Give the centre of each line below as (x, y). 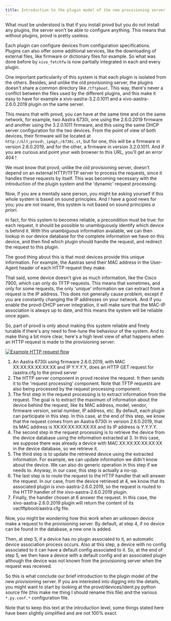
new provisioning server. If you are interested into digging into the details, (83, 581)
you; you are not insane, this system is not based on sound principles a (80, 204)
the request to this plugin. (32, 247)
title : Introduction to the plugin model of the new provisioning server (86, 10)
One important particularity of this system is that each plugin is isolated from (86, 77)
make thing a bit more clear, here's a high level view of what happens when (84, 336)
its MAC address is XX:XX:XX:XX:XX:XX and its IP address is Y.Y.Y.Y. (85, 427)
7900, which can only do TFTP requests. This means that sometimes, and (83, 283)
